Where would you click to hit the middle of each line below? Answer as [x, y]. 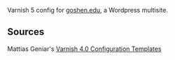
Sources [26, 32]
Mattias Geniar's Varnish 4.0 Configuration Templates [84, 49]
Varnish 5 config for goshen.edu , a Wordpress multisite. [87, 10]
